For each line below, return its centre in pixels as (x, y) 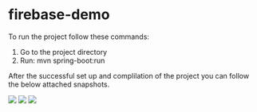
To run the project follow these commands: (79, 37)
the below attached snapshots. (59, 84)
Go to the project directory (63, 52)
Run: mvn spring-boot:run (62, 60)
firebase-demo (59, 15)
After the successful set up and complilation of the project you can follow (129, 75)
